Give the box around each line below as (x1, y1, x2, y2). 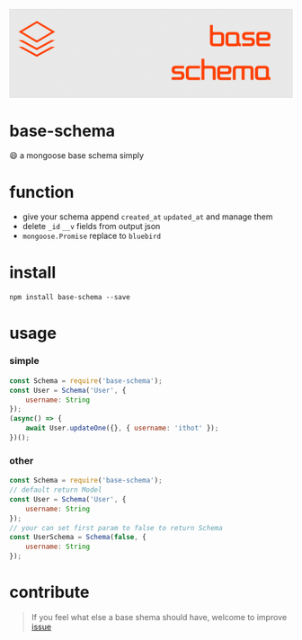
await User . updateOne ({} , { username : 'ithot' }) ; (25, 423, 219, 433)
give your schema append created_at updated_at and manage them (22, 211, 273, 222)
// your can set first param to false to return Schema (9, 523, 223, 532)
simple (9, 355, 40, 368)
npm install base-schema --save (9, 293, 130, 302)
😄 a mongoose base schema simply (9, 150, 145, 161)
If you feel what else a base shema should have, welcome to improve (31, 612, 288, 623)
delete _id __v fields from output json (22, 221, 161, 232)
